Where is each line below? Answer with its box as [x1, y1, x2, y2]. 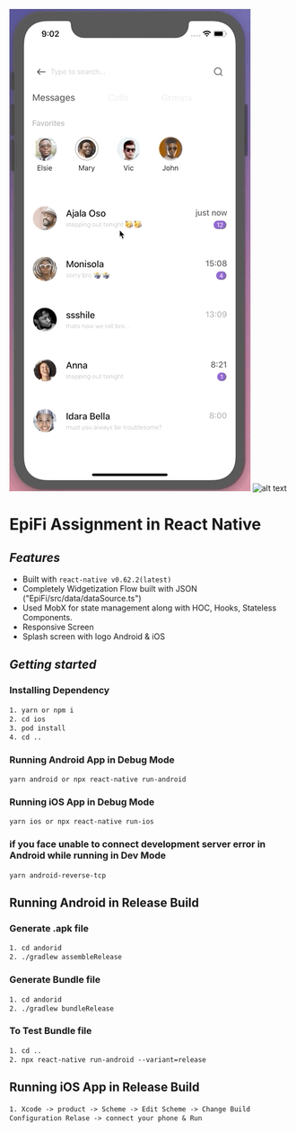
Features [9, 549, 61, 566]
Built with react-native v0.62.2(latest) [22, 574, 172, 584]
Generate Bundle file [9, 974, 101, 986]
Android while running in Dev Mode [9, 850, 167, 862]
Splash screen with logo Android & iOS [22, 631, 166, 642]
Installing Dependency [9, 684, 110, 697]
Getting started [9, 657, 97, 673]
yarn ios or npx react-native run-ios [9, 817, 154, 826]
